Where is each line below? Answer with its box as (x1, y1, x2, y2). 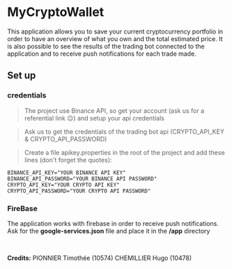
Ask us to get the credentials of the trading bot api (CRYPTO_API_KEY (24, 127, 225, 136)
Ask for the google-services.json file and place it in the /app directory (7, 226, 210, 235)
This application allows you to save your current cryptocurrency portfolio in (7, 27, 224, 36)
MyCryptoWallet (7, 4, 105, 20)
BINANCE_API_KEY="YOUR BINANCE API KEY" (7, 169, 127, 176)
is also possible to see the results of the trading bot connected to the (7, 42, 205, 50)
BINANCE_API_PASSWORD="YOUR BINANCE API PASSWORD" (7, 175, 157, 182)
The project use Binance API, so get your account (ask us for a (24, 106, 205, 115)
